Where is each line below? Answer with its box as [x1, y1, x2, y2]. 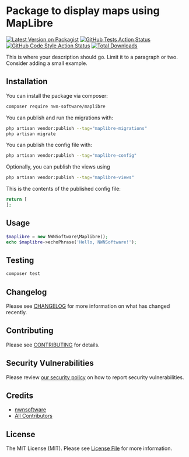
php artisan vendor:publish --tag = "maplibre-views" [6, 174, 134, 181]
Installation [6, 77, 48, 87]
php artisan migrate [6, 130, 57, 137]
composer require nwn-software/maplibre [6, 104, 106, 109]
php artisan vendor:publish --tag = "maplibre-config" [6, 153, 137, 159]
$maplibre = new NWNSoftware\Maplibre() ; [6, 233, 108, 239]
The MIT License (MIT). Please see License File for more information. [6, 445, 172, 452]
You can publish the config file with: [6, 142, 92, 149]
